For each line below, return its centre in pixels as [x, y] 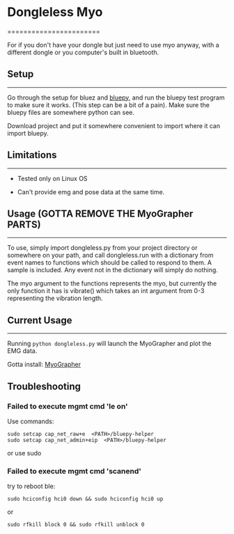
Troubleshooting [44, 386]
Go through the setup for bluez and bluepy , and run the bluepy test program [116, 97]
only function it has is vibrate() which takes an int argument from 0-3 [106, 291]
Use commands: [31, 421]
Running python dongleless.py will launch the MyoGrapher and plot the [109, 344]
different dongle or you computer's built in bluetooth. [83, 52]
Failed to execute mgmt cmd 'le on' [68, 406]
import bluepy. [28, 133]
